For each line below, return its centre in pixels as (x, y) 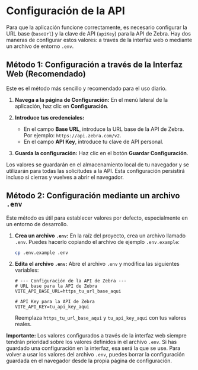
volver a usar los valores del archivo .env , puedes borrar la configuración (95, 355)
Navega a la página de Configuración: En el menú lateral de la (91, 99)
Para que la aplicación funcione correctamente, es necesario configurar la (97, 27)
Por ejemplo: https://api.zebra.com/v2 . (72, 135)
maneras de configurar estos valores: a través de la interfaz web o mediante (99, 40)
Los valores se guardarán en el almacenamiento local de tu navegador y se (98, 165)
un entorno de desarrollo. (37, 224)
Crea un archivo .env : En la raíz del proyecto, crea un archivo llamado (100, 236)
